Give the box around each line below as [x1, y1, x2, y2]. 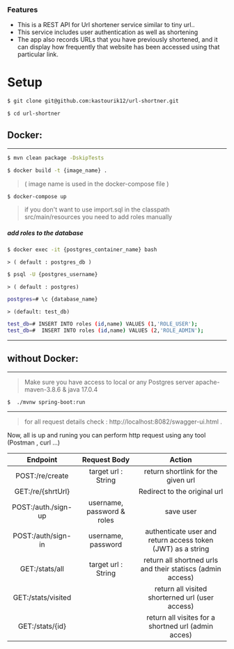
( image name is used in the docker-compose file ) [24, 179, 169, 188]
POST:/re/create [15, 471, 69, 481]
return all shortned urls [143, 555, 218, 565]
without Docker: [7, 353, 79, 364]
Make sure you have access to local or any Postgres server [24, 378, 194, 386]
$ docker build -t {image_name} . [7, 167, 108, 174]
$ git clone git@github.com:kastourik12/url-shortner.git [7, 97, 179, 105]
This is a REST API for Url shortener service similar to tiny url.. [17, 21, 195, 29]
